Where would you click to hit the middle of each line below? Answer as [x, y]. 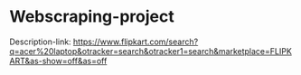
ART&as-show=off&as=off [58, 61]
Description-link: [40, 42]
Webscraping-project [92, 17]
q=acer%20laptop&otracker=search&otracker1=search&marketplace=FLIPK [150, 51]
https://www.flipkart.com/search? [136, 42]
